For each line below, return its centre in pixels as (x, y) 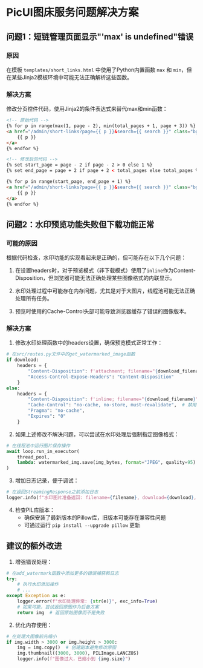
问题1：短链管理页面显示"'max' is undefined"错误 (100, 37)
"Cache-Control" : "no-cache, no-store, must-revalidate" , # (107, 405)
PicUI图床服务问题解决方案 (72, 12)
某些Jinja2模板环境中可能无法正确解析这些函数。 (72, 77)
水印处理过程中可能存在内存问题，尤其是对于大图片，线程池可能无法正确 (105, 291)
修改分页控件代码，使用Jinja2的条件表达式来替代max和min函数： (87, 109)
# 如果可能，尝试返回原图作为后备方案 (58, 607)
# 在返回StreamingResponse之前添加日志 (52, 492)
